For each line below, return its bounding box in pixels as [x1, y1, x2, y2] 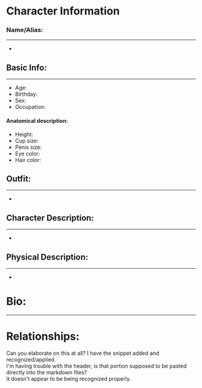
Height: [14, 131, 34, 138]
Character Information [6, 4, 120, 18]
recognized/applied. [6, 355, 56, 363]
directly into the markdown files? [6, 369, 87, 376]
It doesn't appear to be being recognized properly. [6, 375, 131, 382]
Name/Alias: [6, 26, 43, 34]
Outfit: [6, 174, 31, 184]
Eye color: [14, 149, 40, 157]
